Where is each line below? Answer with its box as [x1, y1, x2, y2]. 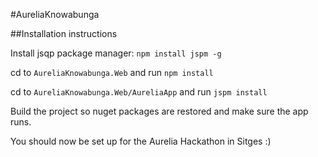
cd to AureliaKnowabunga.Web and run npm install [10, 67, 214, 78]
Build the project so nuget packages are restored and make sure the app [10, 105, 309, 117]
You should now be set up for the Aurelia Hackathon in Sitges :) [10, 135, 272, 147]
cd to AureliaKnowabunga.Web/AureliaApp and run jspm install [10, 86, 268, 98]
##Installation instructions [10, 28, 118, 39]
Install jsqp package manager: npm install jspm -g [10, 47, 222, 59]
